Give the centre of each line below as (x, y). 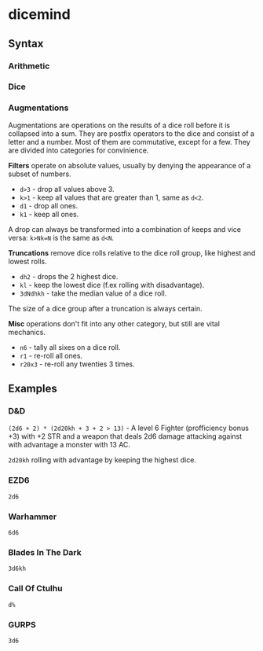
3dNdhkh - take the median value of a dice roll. (93, 293)
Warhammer (33, 517)
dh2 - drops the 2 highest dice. (69, 276)
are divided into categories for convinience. (79, 150)
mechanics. (27, 332)
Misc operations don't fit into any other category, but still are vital (114, 323)
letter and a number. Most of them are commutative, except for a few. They (130, 142)
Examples (33, 389)
